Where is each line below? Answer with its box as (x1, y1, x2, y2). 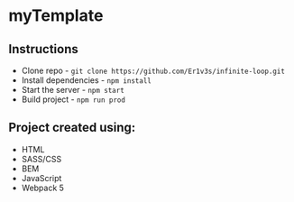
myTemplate (8, 5, 104, 26)
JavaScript (21, 172, 62, 183)
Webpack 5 (21, 182, 65, 193)
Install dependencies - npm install (21, 75, 152, 86)
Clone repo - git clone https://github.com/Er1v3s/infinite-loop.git (21, 65, 286, 76)
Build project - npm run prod (21, 94, 125, 105)
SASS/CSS (21, 153, 62, 164)
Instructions (8, 41, 78, 57)
